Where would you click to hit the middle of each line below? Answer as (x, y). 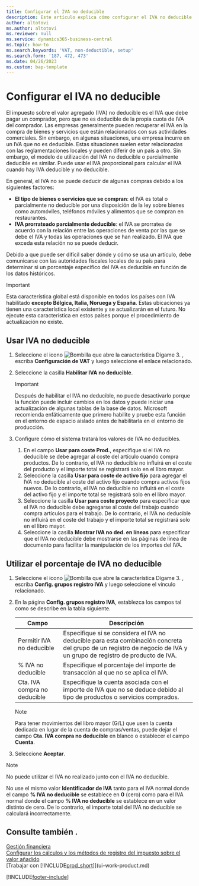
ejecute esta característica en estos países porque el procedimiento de (93, 316)
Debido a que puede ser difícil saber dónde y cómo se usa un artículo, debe (99, 255)
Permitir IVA (34, 641)
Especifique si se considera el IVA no (114, 633)
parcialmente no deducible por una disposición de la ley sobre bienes (99, 205)
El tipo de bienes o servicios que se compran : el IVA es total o (91, 199)
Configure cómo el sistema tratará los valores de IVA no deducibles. (97, 439)
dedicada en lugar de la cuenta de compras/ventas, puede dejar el (96, 729)
